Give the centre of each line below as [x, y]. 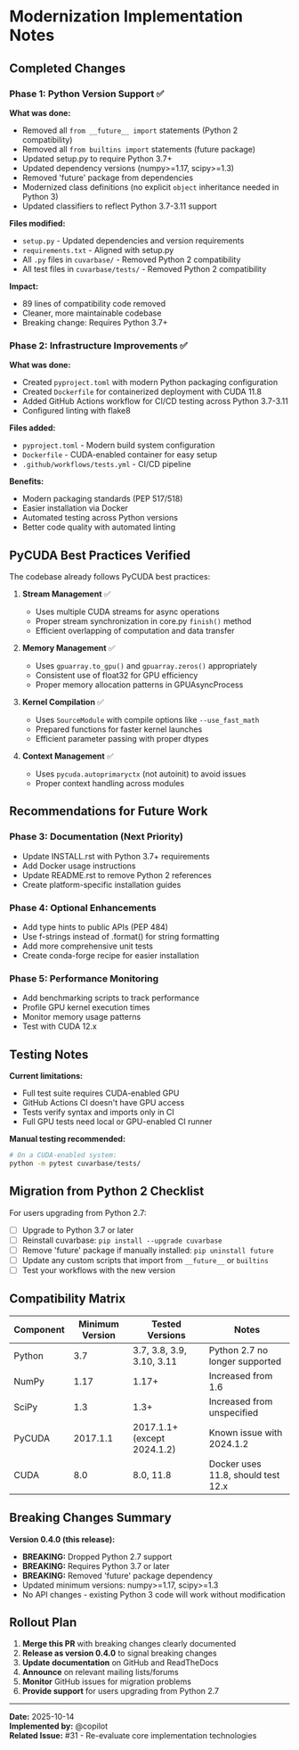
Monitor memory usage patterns [81, 1017]
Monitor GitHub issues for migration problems [106, 1681]
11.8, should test [244, 1475]
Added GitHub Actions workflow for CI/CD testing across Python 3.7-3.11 [155, 401]
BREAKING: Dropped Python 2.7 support [97, 1557]
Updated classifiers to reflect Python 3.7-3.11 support [119, 206]
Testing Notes [49, 1054]
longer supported [245, 1361]
